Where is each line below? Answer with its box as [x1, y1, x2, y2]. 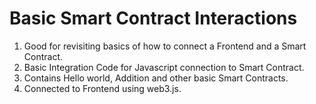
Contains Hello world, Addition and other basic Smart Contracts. [23, 72, 289, 84]
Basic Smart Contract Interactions [9, 7, 298, 30]
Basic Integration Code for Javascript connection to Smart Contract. [23, 61, 305, 73]
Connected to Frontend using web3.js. [23, 82, 182, 94]
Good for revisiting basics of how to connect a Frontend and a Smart [23, 40, 307, 52]
